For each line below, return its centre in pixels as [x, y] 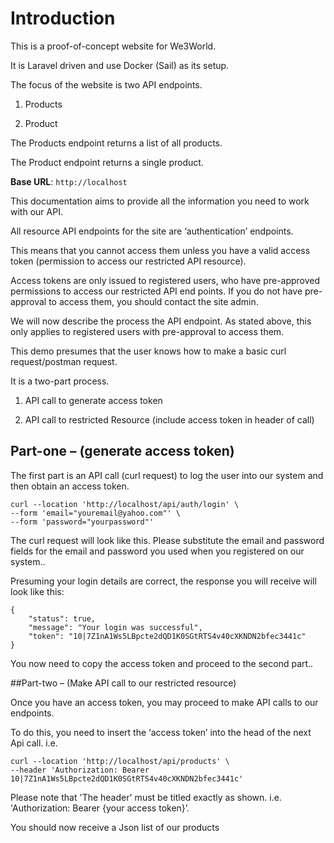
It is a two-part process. [60, 381]
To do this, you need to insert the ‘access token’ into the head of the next [161, 732]
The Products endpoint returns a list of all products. [116, 143]
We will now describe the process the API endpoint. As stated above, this [161, 321]
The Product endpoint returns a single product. [107, 162]
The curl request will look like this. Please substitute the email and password [167, 540]
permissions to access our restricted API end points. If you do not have [156, 291]
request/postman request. [64, 361]
